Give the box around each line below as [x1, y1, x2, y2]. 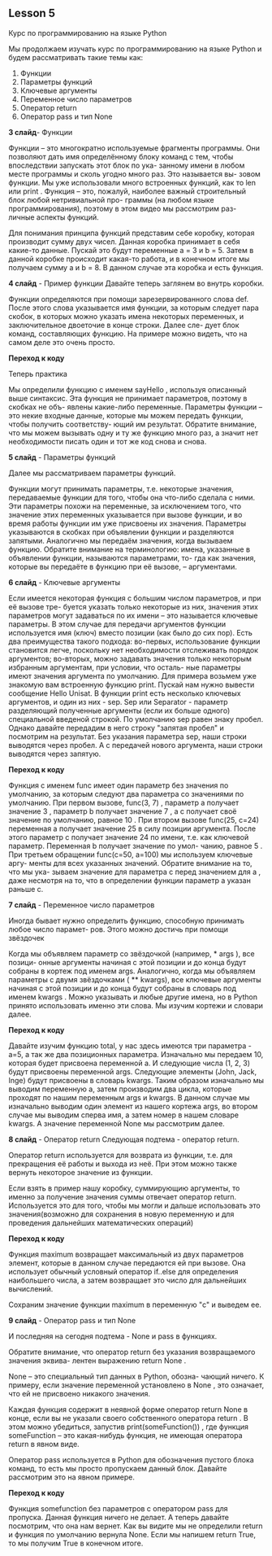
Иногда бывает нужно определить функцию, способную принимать [8, 916, 245, 925]
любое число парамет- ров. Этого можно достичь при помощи [8, 924, 229, 934]
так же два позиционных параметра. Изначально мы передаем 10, [31, 1049, 264, 1059]
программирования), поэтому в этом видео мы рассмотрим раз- [8, 203, 237, 213]
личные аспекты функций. [8, 212, 99, 222]
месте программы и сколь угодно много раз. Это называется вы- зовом [8, 168, 261, 178]
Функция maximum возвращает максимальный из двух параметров [8, 1249, 244, 1259]
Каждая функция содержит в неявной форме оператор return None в [8, 1404, 248, 1414]
